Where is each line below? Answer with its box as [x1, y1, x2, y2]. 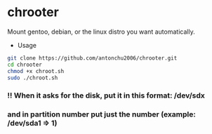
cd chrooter [7, 61, 42, 68]
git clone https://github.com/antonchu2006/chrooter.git [7, 54, 178, 62]
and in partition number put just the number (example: [7, 109, 197, 119]
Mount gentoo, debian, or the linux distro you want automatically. [7, 27, 195, 36]
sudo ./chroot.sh [7, 74, 58, 81]
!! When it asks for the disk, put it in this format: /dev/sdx [7, 91, 206, 100]
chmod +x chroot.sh [7, 67, 65, 74]
